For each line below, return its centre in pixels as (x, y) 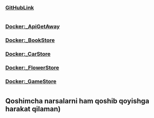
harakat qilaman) (33, 109)
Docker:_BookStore (30, 40)
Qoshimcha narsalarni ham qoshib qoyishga (78, 101)
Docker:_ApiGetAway (33, 27)
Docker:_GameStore (31, 81)
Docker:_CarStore (28, 54)
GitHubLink (20, 8)
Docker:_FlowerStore (32, 67)
